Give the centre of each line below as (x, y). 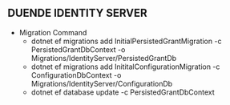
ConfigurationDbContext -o (76, 75)
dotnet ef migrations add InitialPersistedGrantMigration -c (126, 41)
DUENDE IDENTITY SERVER (77, 13)
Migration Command (53, 32)
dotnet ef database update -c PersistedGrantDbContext (123, 92)
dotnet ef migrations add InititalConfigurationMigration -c (125, 67)
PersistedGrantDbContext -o (78, 49)
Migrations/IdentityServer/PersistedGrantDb (104, 58)
